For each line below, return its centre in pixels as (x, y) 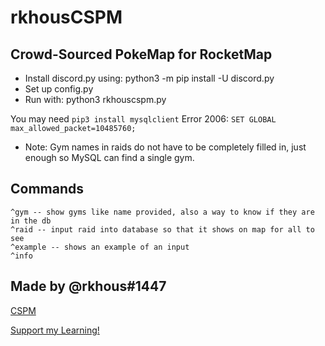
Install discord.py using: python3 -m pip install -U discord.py (149, 78)
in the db (31, 221)
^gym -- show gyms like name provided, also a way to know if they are (162, 212)
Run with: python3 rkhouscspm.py (95, 99)
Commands (47, 189)
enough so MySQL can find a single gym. (109, 157)
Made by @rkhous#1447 (88, 286)
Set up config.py (59, 89)
